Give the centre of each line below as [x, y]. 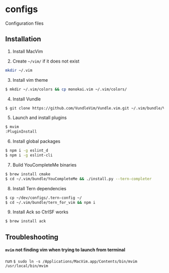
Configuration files [24, 23]
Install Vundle [27, 99]
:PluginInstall [21, 132]
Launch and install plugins [39, 118]
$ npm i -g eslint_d [27, 151]
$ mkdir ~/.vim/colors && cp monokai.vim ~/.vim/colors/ [66, 89]
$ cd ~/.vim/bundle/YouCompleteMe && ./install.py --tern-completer [78, 179]
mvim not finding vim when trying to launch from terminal [65, 250]
